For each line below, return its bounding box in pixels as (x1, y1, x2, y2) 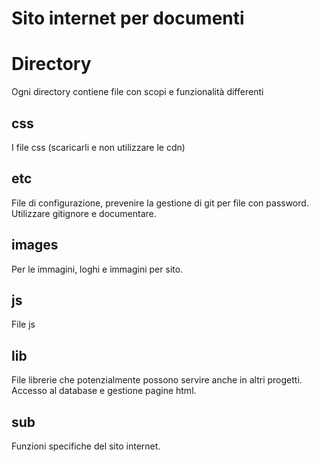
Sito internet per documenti (11, 7, 245, 30)
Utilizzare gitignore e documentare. (11, 207, 157, 219)
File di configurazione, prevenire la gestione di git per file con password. (11, 197, 309, 209)
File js (11, 318, 36, 331)
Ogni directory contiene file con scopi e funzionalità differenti (11, 86, 264, 98)
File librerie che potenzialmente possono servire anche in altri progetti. (11, 374, 303, 386)
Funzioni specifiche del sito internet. (11, 440, 161, 452)
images (11, 237, 59, 254)
